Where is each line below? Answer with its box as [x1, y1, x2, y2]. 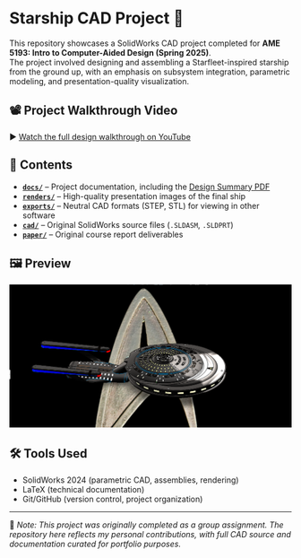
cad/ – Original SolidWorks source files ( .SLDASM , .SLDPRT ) [21, 219, 235, 230]
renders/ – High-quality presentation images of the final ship [21, 190, 246, 201]
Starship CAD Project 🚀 [9, 8, 185, 29]
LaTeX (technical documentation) [21, 484, 145, 494]
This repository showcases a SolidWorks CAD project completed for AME [9, 38, 280, 48]
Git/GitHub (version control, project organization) [21, 493, 203, 504]
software [21, 210, 56, 221]
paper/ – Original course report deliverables [21, 229, 184, 240]
